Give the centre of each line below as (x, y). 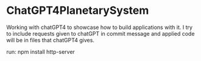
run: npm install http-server (41, 51)
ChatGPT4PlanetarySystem (78, 11)
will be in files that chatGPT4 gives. (50, 40)
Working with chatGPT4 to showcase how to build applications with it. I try (100, 27)
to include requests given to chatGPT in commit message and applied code (100, 33)
